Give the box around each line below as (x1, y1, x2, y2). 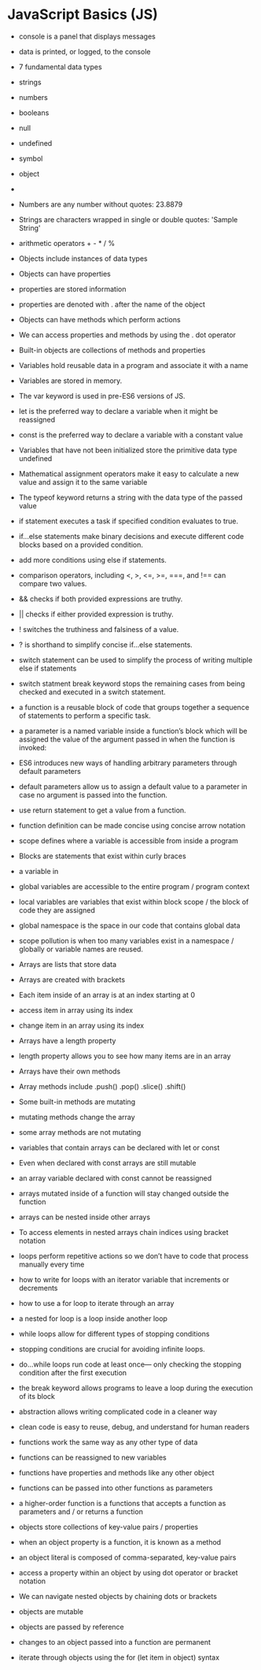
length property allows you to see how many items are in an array (18, 1051, 231, 1061)
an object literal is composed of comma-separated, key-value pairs (18, 1553, 237, 1562)
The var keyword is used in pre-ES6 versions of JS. (18, 391, 186, 400)
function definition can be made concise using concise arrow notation (18, 820, 245, 830)
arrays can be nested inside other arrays (18, 1212, 151, 1222)
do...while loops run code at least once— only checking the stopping (18, 1359, 241, 1369)
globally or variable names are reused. (18, 944, 143, 954)
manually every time (18, 1259, 85, 1269)
